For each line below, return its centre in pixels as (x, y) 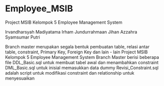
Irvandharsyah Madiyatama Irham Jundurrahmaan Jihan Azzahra (71, 32)
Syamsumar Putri (23, 37)
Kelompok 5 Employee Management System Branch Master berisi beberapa (82, 57)
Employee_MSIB (39, 9)
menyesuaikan (20, 78)
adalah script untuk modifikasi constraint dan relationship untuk (70, 73)
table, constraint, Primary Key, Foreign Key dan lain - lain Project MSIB (77, 52)
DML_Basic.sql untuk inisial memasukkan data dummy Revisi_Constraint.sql (82, 68)
